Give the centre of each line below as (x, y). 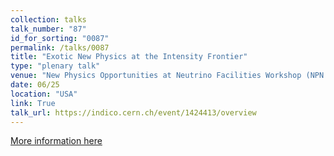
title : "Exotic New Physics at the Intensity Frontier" (129, 57)
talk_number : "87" (48, 29)
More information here (56, 141)
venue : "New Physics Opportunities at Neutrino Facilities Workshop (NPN (167, 76)
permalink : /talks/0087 (60, 47)
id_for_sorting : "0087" (60, 38)
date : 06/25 (35, 85)
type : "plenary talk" (55, 66)
